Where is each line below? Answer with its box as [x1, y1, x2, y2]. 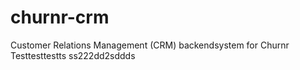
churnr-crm [10, 6, 110, 29]
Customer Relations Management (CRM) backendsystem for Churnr [10, 39, 290, 51]
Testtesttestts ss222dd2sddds [10, 49, 136, 61]
